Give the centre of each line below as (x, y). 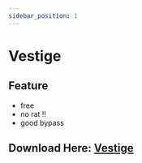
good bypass (42, 122)
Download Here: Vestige (71, 148)
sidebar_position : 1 (43, 16)
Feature (28, 86)
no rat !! (33, 114)
